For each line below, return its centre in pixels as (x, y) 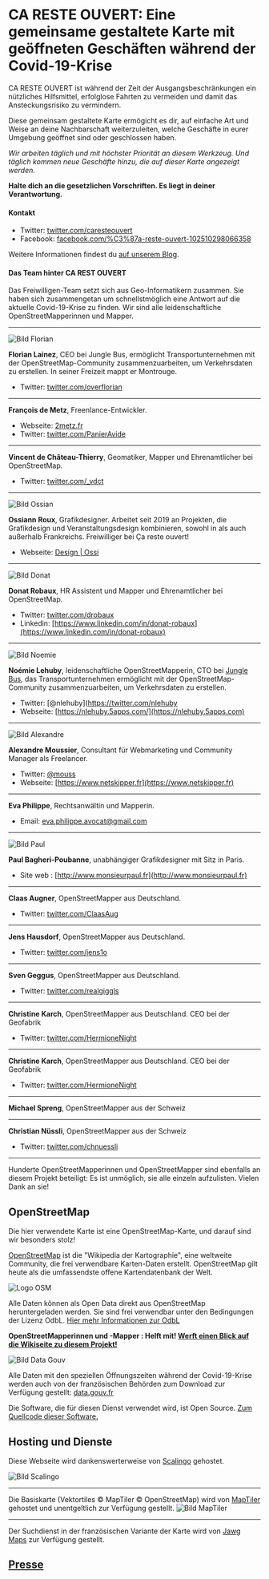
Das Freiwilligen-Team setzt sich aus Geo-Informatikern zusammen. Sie (126, 291)
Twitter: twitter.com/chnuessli (69, 1146)
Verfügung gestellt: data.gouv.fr (61, 1392)
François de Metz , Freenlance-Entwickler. (78, 410)
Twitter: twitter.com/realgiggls (69, 991)
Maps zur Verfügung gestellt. (56, 1539)
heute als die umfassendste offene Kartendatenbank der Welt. (111, 1272)
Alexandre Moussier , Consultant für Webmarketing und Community (120, 750)
